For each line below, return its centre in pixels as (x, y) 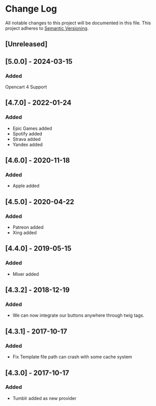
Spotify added (27, 134)
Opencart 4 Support (26, 87)
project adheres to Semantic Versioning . (47, 28)
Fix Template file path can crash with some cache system (72, 357)
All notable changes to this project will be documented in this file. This (78, 23)
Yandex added (28, 144)
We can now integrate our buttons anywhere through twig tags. (79, 315)
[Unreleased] (27, 44)
